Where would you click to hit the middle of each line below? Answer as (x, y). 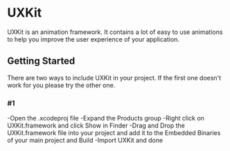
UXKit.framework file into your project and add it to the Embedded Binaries (114, 133)
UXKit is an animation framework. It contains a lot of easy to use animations (115, 32)
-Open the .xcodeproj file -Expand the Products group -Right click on (106, 118)
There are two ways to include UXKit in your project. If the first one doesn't (114, 78)
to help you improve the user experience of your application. (94, 39)
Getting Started (41, 61)
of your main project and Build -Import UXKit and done (85, 141)
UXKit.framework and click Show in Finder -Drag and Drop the (96, 125)
